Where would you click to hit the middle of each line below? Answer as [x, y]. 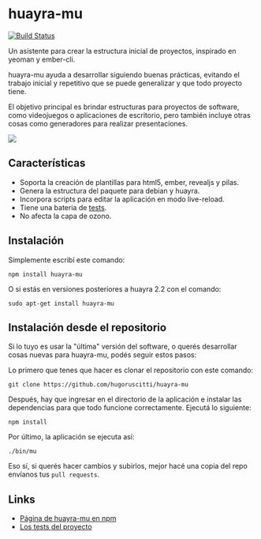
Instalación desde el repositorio [88, 328]
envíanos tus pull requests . [54, 474]
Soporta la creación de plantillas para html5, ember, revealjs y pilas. [129, 182]
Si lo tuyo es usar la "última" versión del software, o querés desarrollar [123, 347]
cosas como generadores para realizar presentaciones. [98, 123]
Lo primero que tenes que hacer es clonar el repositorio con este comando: [131, 370]
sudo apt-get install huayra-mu [61, 303]
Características [47, 163]
